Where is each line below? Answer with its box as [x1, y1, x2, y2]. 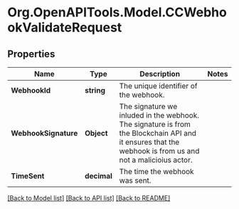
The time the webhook [119, 167, 194, 176]
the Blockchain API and [119, 128, 197, 138]
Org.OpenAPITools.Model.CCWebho [7, 4, 228, 21]
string [84, 86, 105, 95]
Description [139, 69, 180, 78]
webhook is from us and [119, 146, 200, 156]
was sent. [119, 175, 152, 185]
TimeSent [11, 171, 45, 180]
